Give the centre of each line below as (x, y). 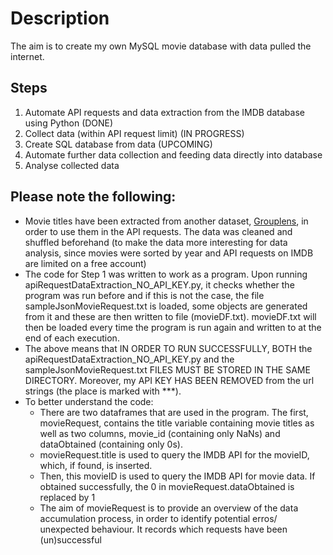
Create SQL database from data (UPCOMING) (118, 144)
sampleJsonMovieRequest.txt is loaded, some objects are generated (166, 306)
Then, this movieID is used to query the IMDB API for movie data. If (177, 476)
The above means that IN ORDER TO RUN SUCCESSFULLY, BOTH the (168, 348)
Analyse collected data (72, 165)
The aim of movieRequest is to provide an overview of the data (169, 508)
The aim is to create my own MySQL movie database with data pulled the (161, 46)
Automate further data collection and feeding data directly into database (173, 154)
